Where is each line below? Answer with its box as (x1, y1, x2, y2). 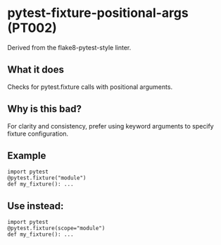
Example (7, 150, 46, 162)
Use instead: (7, 200, 64, 212)
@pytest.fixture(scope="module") (7, 225, 106, 232)
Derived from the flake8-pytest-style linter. (7, 43, 132, 52)
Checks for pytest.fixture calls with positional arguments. (7, 83, 173, 91)
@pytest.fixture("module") (7, 174, 87, 181)
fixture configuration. (7, 129, 69, 138)
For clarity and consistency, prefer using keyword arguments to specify (7, 121, 214, 130)
